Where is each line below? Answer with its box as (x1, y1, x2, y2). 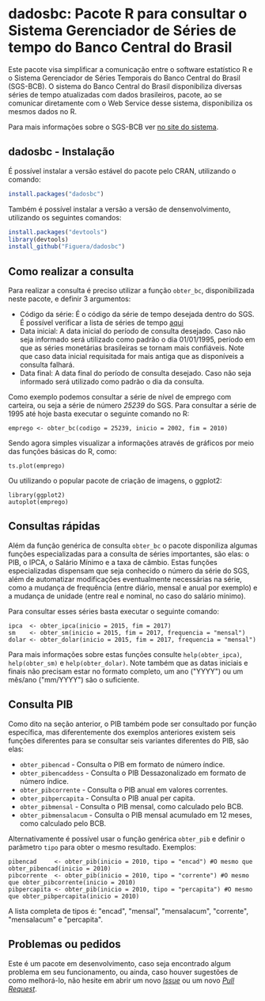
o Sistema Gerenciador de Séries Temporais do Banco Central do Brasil (8, 73, 241, 82)
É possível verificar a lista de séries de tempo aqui (19, 318, 184, 327)
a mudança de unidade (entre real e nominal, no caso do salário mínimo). (8, 591, 247, 601)
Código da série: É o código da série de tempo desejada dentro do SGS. (19, 310, 255, 319)
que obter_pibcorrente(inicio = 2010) (8, 878, 136, 886)
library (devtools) (8, 235, 69, 243)
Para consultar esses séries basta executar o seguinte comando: (8, 606, 220, 616)
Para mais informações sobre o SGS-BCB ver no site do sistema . (8, 122, 219, 132)
